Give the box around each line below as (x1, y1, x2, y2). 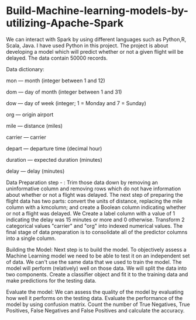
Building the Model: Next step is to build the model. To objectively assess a (6, 246, 187, 253)
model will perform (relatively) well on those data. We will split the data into (6, 265, 187, 272)
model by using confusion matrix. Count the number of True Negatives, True (6, 301, 190, 308)
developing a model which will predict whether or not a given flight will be (6, 48, 184, 55)
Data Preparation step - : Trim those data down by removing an (6, 179, 158, 186)
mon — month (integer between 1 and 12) (6, 77, 105, 84)
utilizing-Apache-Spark (6, 16, 124, 30)
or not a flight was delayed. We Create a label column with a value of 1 (6, 210, 176, 217)
